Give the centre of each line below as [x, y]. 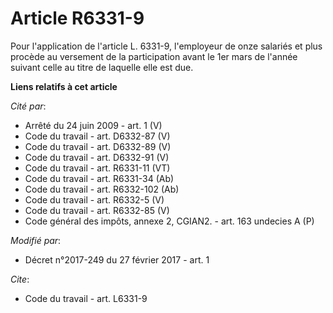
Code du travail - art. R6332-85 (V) [97, 210]
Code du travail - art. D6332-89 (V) [98, 146]
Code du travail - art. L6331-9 [86, 298]
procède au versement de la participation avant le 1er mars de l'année [154, 56]
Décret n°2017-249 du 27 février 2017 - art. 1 [117, 259]
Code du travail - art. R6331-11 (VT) [97, 168]
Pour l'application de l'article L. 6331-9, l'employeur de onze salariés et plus [166, 46]
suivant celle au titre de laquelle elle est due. [102, 67]
